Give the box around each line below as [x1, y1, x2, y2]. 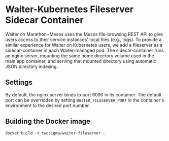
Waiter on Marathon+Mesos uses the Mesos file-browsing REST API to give [5, 31, 163, 37]
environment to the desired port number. [5, 102, 90, 109]
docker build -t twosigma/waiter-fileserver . [5, 130, 106, 135]
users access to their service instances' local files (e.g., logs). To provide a [5, 37, 162, 43]
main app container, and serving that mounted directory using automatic [5, 58, 156, 64]
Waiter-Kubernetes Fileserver [5, 4, 133, 15]
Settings [5, 78, 33, 87]
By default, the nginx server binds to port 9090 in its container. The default [5, 91, 162, 97]
